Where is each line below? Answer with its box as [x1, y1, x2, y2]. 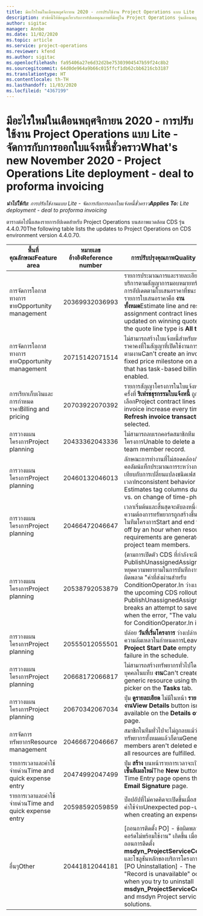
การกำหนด [9, 397, 34, 405]
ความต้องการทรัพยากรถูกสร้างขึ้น [123, 510, 198, 519]
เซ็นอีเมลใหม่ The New [123, 766, 179, 775]
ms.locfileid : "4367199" [6, 88, 69, 94]
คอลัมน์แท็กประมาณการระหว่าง [123, 462, 194, 471]
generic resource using [123, 676, 190, 684]
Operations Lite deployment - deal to [6, 167, 195, 181]
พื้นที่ [28, 246, 39, 254]
